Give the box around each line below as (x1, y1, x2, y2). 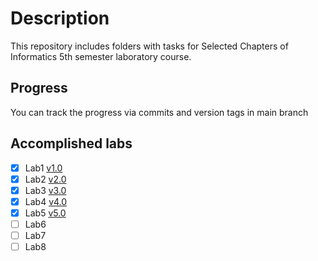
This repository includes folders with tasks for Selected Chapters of (10, 40, 289, 52)
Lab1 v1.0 (24, 162, 63, 174)
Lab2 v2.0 (24, 173, 67, 185)
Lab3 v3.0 (24, 184, 67, 196)
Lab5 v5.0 (24, 207, 67, 219)
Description (10, 7, 110, 30)
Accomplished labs (10, 135, 133, 152)
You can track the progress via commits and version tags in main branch (10, 106, 309, 118)
